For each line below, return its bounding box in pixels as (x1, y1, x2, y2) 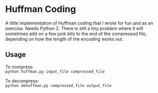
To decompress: (5, 77, 39, 83)
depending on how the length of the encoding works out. (5, 36, 124, 42)
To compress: (5, 63, 34, 69)
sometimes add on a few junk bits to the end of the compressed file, (5, 30, 147, 36)
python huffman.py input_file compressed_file (5, 69, 105, 74)
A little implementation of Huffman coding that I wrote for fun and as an (5, 20, 153, 26)
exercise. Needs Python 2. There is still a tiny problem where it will (5, 25, 144, 31)
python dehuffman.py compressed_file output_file (5, 83, 112, 88)
